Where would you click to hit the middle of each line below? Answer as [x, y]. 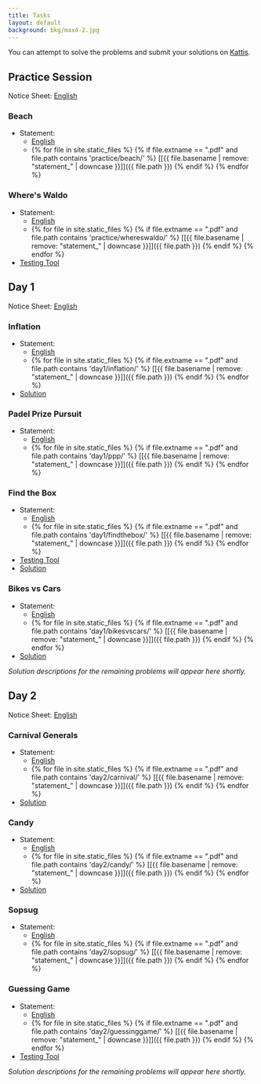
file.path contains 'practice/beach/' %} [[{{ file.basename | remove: [140, 159]
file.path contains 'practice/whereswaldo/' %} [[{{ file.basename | [138, 237]
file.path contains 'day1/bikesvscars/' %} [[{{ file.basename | [129, 631]
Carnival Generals [43, 735]
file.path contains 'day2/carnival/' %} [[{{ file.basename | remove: [138, 777]
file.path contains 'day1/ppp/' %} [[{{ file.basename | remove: [130, 456]
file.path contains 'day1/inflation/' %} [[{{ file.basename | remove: [137, 368]
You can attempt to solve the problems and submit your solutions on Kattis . [129, 53]
